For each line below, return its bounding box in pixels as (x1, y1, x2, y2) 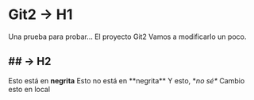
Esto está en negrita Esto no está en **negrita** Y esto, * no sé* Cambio (8, 75, 245, 85)
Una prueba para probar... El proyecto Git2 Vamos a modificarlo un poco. (8, 32, 247, 41)
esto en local (8, 84, 50, 94)
